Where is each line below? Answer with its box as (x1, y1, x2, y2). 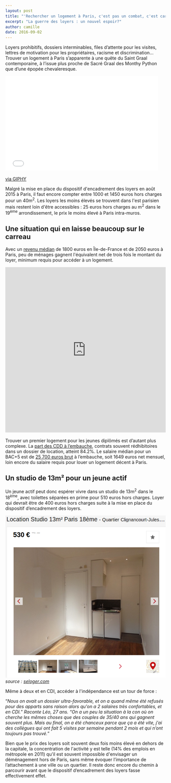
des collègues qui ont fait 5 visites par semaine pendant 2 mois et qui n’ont (5, 725, 163, 731)
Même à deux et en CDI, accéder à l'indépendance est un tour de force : (5, 688, 157, 694)
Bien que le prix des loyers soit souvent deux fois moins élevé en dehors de (5, 740, 164, 746)
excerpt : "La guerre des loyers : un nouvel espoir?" (5, 19, 122, 24)
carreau (5, 233, 31, 241)
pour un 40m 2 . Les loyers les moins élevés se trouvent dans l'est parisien (5, 196, 159, 204)
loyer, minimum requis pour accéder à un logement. (5, 257, 113, 263)
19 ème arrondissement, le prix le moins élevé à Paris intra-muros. (5, 209, 141, 216)
